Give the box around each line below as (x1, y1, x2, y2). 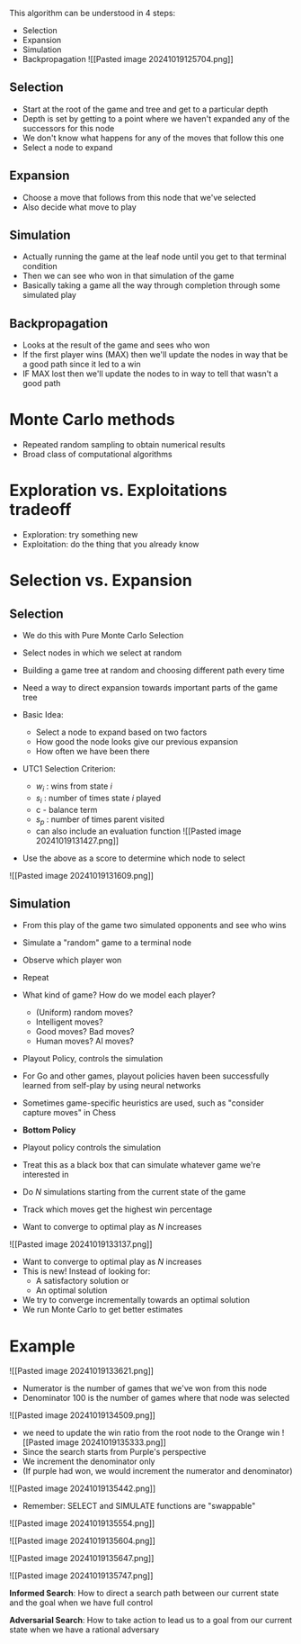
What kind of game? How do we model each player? (22, 989, 216, 1000)
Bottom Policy (22, 1125, 76, 1135)
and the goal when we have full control (9, 1597, 154, 1608)
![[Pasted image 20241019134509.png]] (9, 1410, 155, 1421)
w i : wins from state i (35, 781, 112, 793)
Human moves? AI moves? (35, 1035, 135, 1047)
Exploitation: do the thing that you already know (22, 539, 199, 550)
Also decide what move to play (22, 202, 137, 212)
